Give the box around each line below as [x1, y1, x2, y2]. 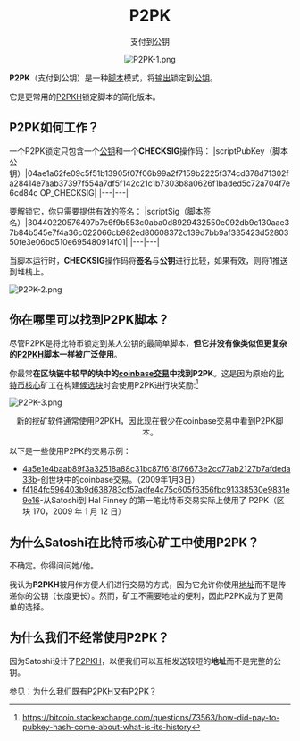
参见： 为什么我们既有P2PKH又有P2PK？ [9, 686, 158, 696]
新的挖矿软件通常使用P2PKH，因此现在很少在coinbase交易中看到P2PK [16, 416, 277, 426]
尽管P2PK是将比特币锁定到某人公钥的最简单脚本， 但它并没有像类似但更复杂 [9, 337, 287, 349]
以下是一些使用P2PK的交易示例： [9, 446, 131, 457]
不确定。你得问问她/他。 [9, 560, 99, 571]
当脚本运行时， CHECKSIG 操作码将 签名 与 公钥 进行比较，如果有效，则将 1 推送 [9, 255, 288, 265]
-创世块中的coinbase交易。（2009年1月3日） [37, 475, 200, 485]
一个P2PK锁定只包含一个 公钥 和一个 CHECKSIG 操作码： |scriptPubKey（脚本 [9, 145, 288, 156]
